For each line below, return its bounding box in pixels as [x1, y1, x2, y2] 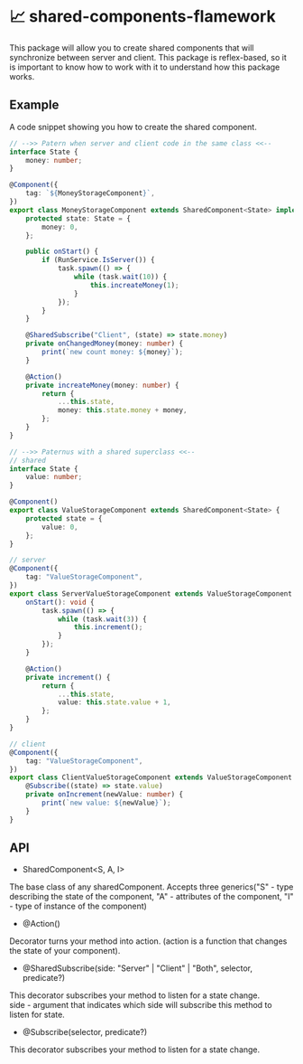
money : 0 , [41, 222, 78, 231]
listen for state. [9, 1009, 65, 1021]
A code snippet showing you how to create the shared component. [9, 121, 257, 132]
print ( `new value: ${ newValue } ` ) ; [41, 798, 171, 807]
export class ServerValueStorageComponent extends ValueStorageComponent [9, 588, 293, 598]
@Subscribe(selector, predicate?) [22, 1027, 148, 1038]
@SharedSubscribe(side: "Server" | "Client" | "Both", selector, [22, 963, 253, 974]
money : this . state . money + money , [57, 406, 188, 415]
